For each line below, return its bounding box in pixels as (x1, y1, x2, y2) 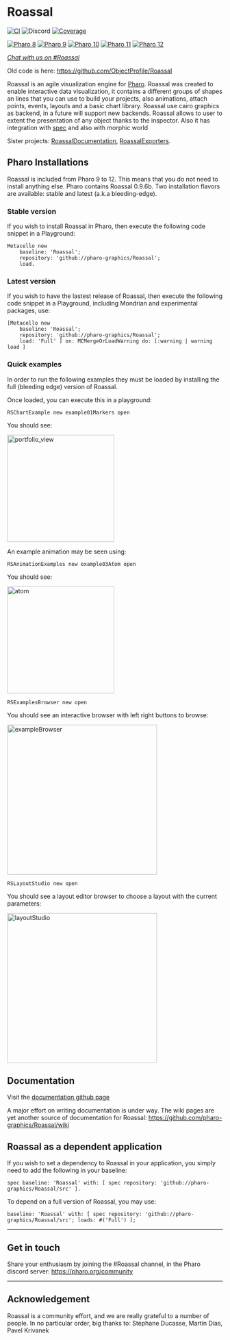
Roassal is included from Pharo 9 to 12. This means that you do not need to (7, 175, 218, 183)
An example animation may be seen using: (7, 547, 127, 556)
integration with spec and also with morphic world (7, 123, 149, 132)
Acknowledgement (7, 1293, 90, 1305)
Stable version (7, 206, 57, 216)
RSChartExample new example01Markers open (7, 409, 130, 416)
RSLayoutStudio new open (7, 880, 78, 887)
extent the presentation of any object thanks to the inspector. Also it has (7, 116, 211, 124)
